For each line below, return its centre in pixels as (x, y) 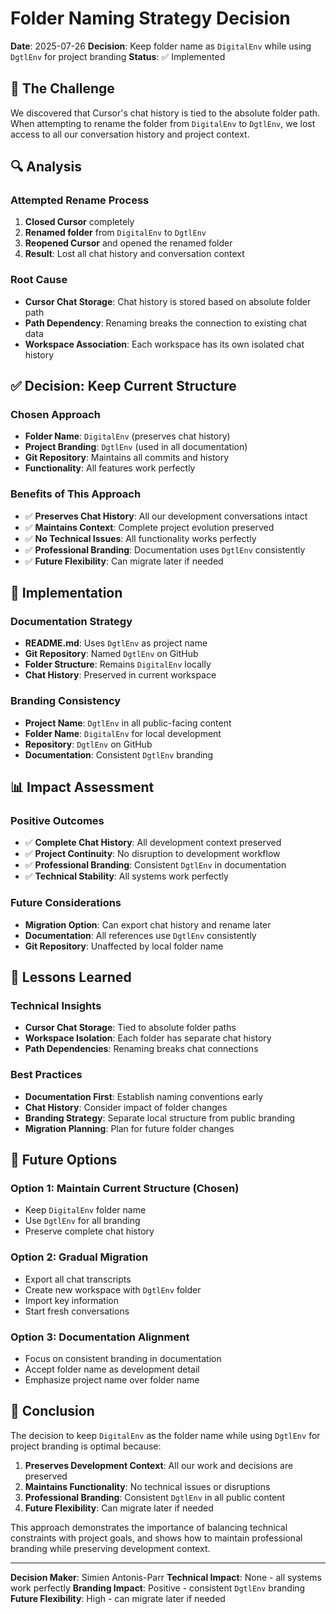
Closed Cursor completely (79, 222)
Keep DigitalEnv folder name (85, 1210)
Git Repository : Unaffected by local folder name (124, 946)
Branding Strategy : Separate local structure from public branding (160, 1118)
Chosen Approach (55, 415)
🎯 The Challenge (62, 88)
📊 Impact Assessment (82, 787)
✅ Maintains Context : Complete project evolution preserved (149, 527)
